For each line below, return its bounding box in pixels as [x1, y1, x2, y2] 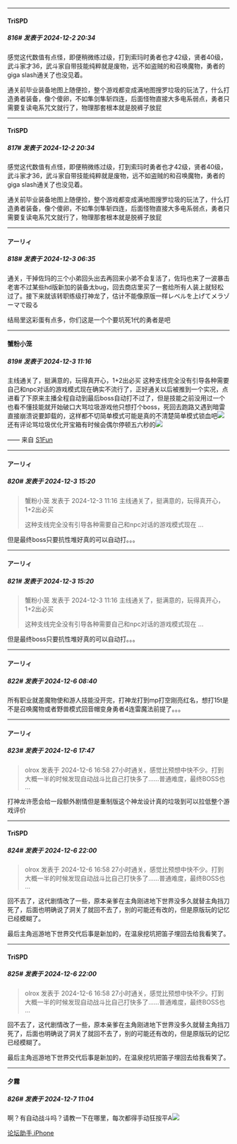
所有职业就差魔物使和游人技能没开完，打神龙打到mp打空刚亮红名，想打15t [7, 695, 223, 704]
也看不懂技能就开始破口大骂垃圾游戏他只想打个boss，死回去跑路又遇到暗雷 [7, 403, 226, 411]
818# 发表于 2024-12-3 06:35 [7, 255, 96, 263]
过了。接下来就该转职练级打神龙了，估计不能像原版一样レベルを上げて [7, 291, 212, 300]
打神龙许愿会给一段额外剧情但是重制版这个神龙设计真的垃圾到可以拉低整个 [7, 797, 224, 805]
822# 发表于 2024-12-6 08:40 [7, 676, 97, 685]
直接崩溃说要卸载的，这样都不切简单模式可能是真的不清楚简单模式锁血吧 [7, 412, 217, 420]
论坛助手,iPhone [7, 1129, 54, 1138]
